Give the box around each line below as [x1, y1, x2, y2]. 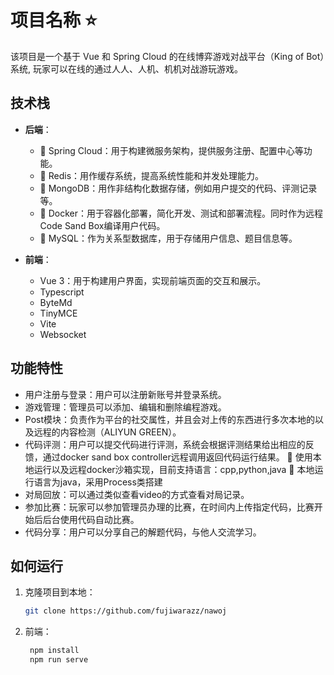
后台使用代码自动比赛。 [42, 513, 140, 525]
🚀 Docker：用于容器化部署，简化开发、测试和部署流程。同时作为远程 [39, 207, 324, 219]
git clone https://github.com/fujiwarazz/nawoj [24, 606, 227, 616]
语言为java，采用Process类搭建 [33, 476, 163, 488]
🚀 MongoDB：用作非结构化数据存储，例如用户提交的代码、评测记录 [39, 182, 318, 194]
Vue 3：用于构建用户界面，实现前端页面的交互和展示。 [39, 274, 267, 286]
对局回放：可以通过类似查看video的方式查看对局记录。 [24, 488, 250, 500]
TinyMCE [39, 307, 78, 319]
